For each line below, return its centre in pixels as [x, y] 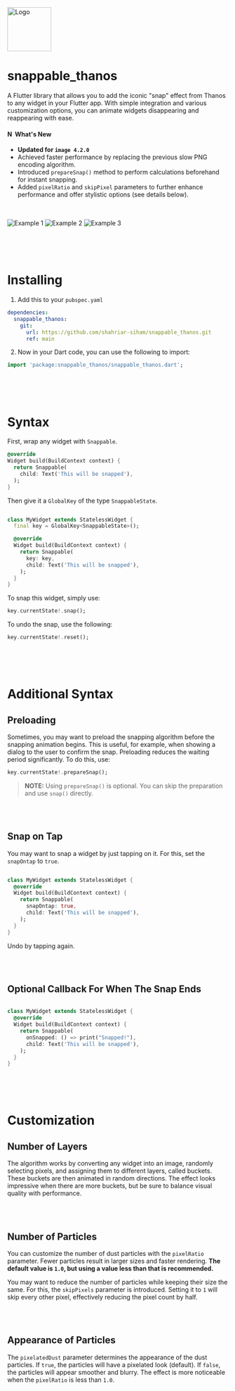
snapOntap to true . [33, 861]
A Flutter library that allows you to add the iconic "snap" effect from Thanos [116, 95]
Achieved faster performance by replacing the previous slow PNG [112, 157]
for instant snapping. [47, 180]
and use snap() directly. [59, 793]
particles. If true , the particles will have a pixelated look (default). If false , [114, 1364]
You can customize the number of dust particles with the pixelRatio [106, 1254]
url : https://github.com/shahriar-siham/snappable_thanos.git [119, 332]
